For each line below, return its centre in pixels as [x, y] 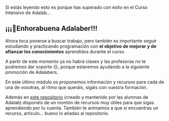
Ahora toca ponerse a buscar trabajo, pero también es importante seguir [81, 41]
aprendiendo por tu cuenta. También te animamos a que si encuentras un [82, 108]
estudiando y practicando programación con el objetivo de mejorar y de [81, 46]
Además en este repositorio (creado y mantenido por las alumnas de [77, 97]
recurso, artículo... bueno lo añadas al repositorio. [57, 113]
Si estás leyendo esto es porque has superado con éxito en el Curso [77, 7]
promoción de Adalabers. [32, 72]
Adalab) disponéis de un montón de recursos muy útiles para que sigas [80, 102]
